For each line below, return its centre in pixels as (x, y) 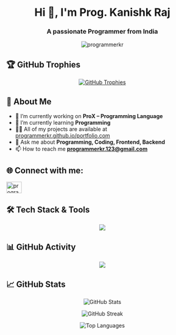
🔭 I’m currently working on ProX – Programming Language (89, 116)
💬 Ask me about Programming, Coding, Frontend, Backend (90, 142)
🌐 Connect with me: (45, 170)
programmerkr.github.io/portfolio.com (63, 136)
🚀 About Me (29, 101)
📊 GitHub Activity (41, 247)
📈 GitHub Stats (36, 284)
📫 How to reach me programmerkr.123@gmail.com (81, 149)
